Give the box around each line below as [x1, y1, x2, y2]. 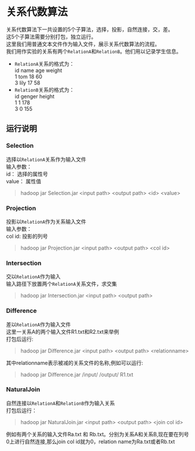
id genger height [14, 93, 54, 100]
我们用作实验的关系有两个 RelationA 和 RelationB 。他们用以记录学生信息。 [6, 47, 182, 54]
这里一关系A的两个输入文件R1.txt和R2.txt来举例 [6, 328, 119, 335]
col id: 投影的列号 [6, 233, 48, 240]
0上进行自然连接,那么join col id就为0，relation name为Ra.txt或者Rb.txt [6, 438, 175, 445]
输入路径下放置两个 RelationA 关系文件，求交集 [6, 281, 117, 288]
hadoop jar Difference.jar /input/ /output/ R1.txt [20, 371, 134, 378]
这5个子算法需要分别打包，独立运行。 [6, 33, 97, 40]
